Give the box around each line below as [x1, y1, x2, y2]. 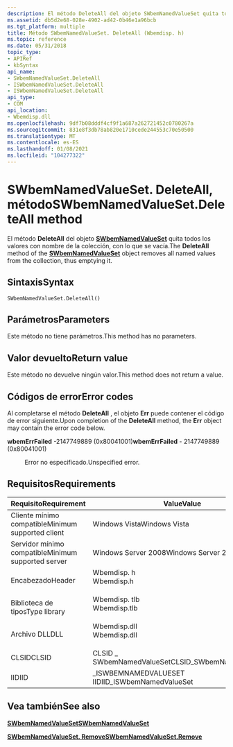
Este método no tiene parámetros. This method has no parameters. [7, 332, 197, 341]
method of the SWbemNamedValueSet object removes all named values [7, 249, 216, 257]
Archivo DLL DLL [10, 629, 64, 639]
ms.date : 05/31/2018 [7, 42, 67, 49]
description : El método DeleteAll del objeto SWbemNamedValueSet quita [7, 10, 218, 17]
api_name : [7, 68, 36, 75]
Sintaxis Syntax [7, 277, 74, 289]
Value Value [163, 499, 202, 508]
